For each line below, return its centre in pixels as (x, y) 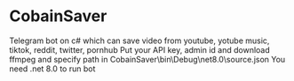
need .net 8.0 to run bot (52, 69)
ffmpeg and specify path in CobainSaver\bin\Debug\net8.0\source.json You (147, 59)
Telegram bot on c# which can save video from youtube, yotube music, (139, 40)
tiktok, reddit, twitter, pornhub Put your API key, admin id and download (140, 49)
